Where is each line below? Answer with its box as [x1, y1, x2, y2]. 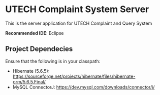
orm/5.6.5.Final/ [12, 78, 46, 84]
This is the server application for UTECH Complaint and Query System [5, 20, 152, 26]
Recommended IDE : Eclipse [5, 30, 64, 36]
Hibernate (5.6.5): [12, 68, 50, 74]
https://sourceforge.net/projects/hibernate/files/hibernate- [12, 73, 136, 79]
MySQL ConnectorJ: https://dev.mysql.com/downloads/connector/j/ [12, 84, 155, 90]
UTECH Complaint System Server [5, 4, 149, 15]
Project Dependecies [5, 44, 73, 54]
